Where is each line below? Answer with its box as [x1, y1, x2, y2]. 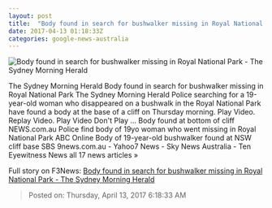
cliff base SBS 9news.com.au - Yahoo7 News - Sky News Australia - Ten [8, 141, 252, 151]
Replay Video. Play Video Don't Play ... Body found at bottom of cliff [8, 115, 235, 126]
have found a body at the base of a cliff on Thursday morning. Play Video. [8, 107, 256, 117]
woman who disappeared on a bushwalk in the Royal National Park [38, 98, 261, 108]
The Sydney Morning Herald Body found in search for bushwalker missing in [8, 81, 264, 91]
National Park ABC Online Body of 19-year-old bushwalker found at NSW [8, 133, 252, 143]
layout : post [8, 11, 53, 20]
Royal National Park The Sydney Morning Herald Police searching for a [8, 90, 245, 100]
